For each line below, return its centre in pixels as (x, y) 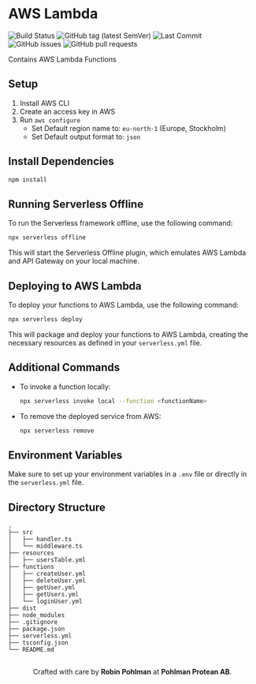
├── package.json (37, 629)
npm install (28, 179)
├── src (21, 533)
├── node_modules (37, 615)
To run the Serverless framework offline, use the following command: (121, 223)
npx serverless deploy (45, 319)
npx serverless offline (47, 237)
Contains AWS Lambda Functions (62, 59)
